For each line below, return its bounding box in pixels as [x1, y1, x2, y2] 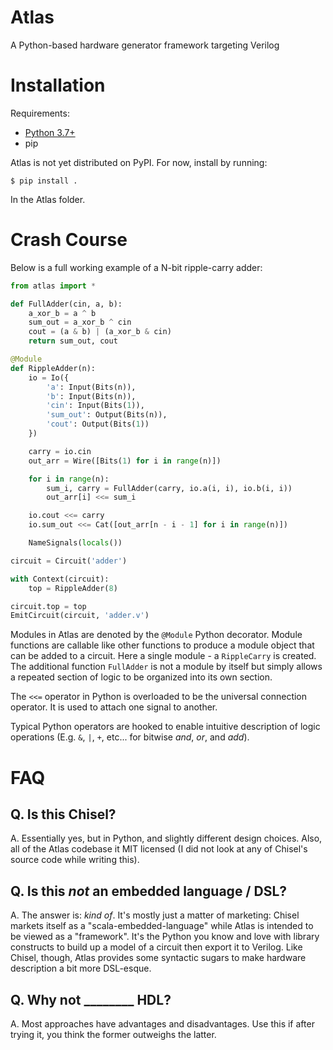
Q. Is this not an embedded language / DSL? [10, 882, 288, 900]
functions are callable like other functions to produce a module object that [10, 639, 315, 651]
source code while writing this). [10, 854, 140, 866]
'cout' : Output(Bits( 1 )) [46, 419, 150, 430]
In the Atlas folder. [10, 193, 86, 205]
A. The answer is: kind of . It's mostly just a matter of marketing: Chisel [10, 909, 300, 921]
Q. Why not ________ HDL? [10, 991, 172, 1008]
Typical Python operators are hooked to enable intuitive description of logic [10, 721, 321, 733]
